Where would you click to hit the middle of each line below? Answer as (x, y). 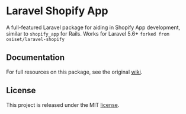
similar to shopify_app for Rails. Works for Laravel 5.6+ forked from (88, 33)
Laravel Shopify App (57, 11)
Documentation (36, 58)
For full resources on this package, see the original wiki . (74, 72)
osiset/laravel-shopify (36, 39)
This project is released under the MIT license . (63, 104)
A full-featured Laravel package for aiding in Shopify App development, (93, 27)
